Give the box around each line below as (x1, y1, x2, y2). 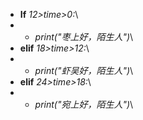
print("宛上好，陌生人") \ (34, 99, 134, 110)
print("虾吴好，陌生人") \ (34, 65, 134, 76)
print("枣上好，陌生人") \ (34, 31, 134, 43)
